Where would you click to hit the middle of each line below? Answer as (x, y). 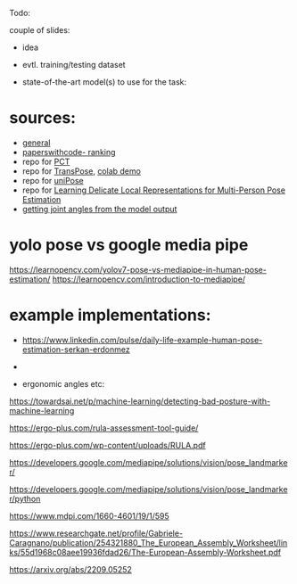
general (36, 143)
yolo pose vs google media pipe (129, 245)
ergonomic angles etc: (63, 383)
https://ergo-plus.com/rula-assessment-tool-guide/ (104, 428)
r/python (25, 498)
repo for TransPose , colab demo (81, 171)
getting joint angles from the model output (99, 209)
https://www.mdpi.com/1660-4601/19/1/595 (89, 515)
